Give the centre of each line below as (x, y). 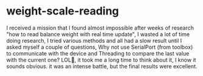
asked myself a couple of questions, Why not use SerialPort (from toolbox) (100, 47)
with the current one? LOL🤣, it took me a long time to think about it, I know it (101, 60)
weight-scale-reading (63, 11)
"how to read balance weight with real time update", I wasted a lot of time (98, 34)
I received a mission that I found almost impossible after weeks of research (100, 28)
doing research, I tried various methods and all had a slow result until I (94, 40)
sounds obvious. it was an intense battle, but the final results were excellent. (102, 66)
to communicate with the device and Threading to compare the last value (98, 53)
